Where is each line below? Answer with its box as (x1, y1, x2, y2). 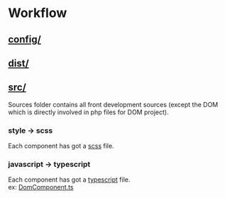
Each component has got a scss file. (8, 142, 114, 150)
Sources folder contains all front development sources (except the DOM (8, 100, 219, 109)
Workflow (8, 5, 67, 21)
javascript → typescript (8, 160, 91, 169)
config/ (8, 33, 41, 45)
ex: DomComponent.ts (8, 183, 74, 192)
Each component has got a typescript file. (8, 175, 131, 184)
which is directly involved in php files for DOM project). (8, 108, 169, 116)
